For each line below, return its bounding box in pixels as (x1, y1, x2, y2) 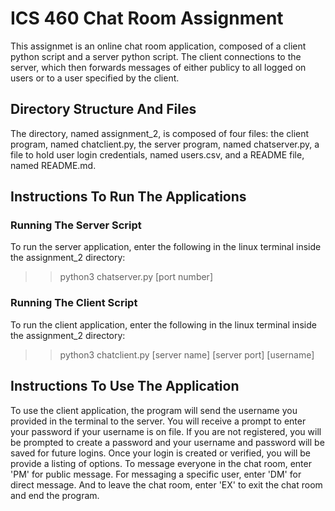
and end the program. (10, 489, 100, 501)
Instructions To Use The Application (10, 378, 240, 395)
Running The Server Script (10, 218, 142, 232)
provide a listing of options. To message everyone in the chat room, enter (10, 457, 312, 469)
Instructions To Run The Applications (10, 188, 247, 206)
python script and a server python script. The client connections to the (10, 50, 302, 62)
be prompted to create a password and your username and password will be (10, 436, 325, 448)
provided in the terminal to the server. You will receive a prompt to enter (10, 415, 307, 427)
